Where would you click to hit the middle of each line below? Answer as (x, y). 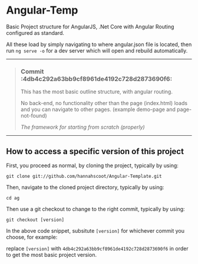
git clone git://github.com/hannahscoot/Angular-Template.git (84, 177)
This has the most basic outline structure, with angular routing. (96, 92)
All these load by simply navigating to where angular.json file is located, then (99, 44)
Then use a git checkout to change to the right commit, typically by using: (95, 209)
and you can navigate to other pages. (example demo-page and (98, 109)
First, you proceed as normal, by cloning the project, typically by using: (92, 165)
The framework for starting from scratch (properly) (83, 127)
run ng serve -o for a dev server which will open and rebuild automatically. (97, 50)
